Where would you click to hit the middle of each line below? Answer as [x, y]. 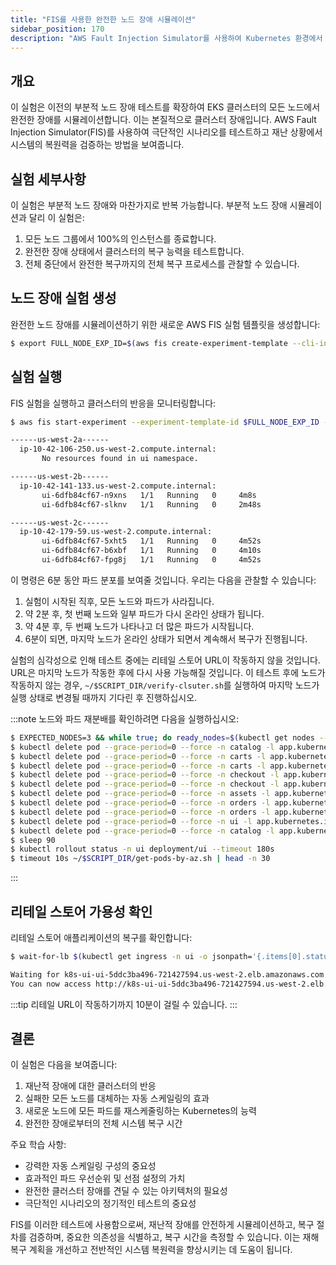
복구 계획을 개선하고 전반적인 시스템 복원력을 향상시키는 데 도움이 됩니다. [151, 1250]
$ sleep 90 [33, 840]
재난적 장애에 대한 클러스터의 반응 [90, 1086]
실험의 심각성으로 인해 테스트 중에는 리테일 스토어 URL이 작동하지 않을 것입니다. [165, 660]
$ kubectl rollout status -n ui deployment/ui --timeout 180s [142, 849]
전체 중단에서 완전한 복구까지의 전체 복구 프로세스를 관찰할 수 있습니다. [162, 264]
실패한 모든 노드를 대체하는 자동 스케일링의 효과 [117, 1098]
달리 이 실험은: [56, 217]
